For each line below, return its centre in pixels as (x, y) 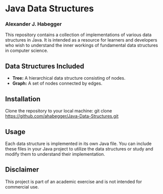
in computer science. (27, 50)
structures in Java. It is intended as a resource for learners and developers (81, 40)
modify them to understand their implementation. (55, 154)
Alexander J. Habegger (33, 24)
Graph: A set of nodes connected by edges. (57, 83)
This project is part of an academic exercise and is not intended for (74, 182)
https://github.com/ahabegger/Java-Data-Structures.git (62, 116)
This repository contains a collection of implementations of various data (79, 35)
